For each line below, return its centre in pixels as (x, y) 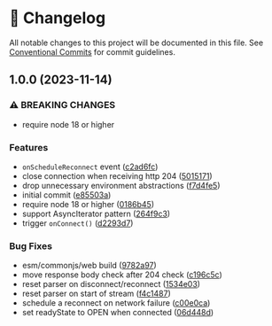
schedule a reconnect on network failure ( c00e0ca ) (116, 303)
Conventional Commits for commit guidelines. (92, 51)
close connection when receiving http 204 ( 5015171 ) (117, 175)
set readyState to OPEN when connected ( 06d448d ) (118, 313)
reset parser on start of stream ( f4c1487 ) (96, 294)
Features (29, 147)
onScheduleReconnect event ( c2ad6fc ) (90, 167)
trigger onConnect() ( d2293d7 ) (78, 223)
